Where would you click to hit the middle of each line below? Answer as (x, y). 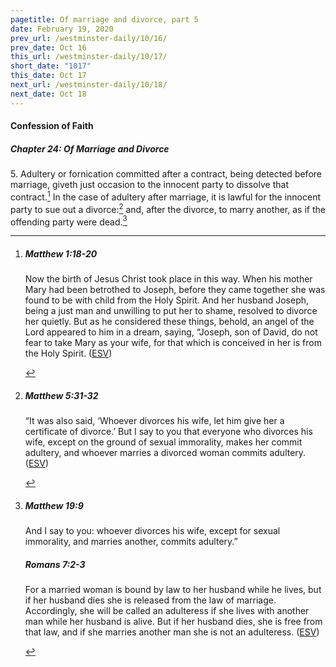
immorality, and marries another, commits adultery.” (131, 542)
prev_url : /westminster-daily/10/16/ (89, 38)
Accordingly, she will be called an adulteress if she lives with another (167, 611)
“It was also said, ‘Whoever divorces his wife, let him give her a (154, 421)
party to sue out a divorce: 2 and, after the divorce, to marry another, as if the (168, 208)
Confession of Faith (52, 126)
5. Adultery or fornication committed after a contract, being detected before (166, 174)
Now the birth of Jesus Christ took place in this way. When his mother (168, 279)
